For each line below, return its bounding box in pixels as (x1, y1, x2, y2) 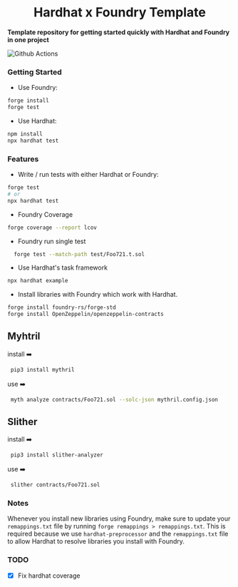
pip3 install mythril (10, 366, 75, 373)
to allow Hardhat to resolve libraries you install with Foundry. (7, 537, 185, 546)
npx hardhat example (7, 277, 69, 285)
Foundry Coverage (17, 210, 73, 218)
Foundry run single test (17, 237, 86, 245)
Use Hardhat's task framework (17, 263, 108, 272)
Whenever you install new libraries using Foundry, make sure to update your (7, 514, 231, 523)
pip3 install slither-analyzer (10, 451, 103, 459)
